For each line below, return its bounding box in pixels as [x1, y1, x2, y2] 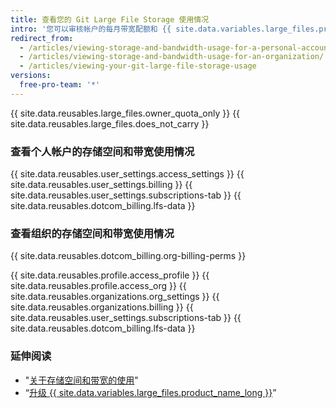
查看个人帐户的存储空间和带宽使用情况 [10, 144, 195, 158]
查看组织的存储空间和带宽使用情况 [10, 226, 175, 240]
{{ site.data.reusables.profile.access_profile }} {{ [10, 269, 210, 281]
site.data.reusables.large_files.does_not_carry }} [10, 117, 210, 130]
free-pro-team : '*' [19, 80, 101, 90]
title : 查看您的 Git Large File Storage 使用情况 [10, 14, 210, 25]
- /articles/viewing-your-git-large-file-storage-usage [19, 61, 257, 71]
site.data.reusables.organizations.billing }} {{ [10, 301, 194, 313]
